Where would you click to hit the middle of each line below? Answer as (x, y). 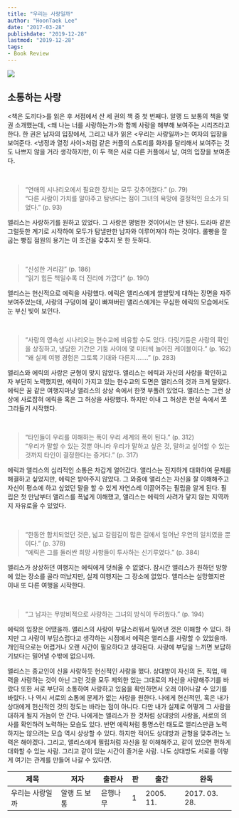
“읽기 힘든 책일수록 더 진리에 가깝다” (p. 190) (87, 277)
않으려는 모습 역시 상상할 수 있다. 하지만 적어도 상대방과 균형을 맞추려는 (125, 733)
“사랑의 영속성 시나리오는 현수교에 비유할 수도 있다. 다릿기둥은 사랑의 (120, 339)
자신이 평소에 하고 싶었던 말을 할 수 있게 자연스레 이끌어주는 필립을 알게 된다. (113, 487)
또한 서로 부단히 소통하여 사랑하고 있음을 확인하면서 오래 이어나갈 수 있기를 (124, 689)
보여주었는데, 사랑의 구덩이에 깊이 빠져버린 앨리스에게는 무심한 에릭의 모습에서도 (118, 302)
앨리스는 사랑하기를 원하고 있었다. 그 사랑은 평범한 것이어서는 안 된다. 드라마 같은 (119, 222)
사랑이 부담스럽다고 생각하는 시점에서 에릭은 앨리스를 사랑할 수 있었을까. (128, 638)
